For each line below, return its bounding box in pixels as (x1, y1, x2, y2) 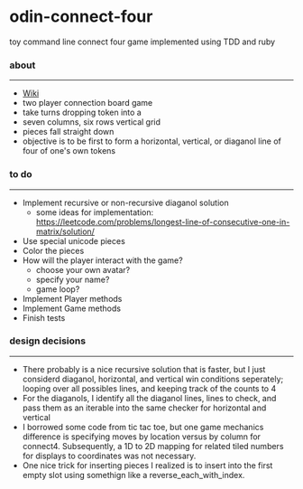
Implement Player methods (22, 293, 123, 304)
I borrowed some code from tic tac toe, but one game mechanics (22, 421, 264, 432)
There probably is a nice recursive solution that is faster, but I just (22, 363, 266, 374)
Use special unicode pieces (22, 235, 126, 246)
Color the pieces (22, 245, 85, 256)
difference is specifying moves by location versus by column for (22, 431, 262, 442)
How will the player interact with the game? (22, 255, 183, 266)
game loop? (35, 283, 80, 295)
